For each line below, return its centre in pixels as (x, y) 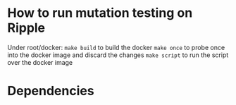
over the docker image (40, 62)
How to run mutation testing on (100, 13)
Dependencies (51, 91)
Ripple (26, 28)
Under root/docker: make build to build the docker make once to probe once (116, 47)
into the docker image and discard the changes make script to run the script (118, 55)
